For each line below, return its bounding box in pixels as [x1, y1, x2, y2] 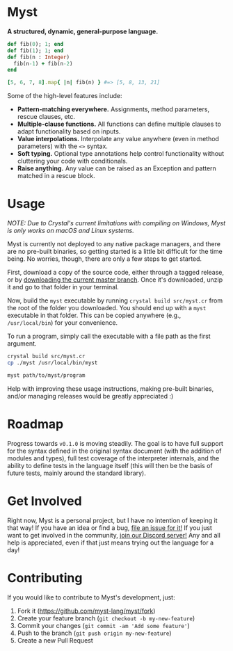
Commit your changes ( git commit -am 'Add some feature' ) [17, 621, 190, 629]
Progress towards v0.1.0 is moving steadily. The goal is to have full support [7, 439, 224, 447]
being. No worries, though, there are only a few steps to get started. [7, 255, 202, 263]
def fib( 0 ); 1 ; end [7, 40, 64, 47]
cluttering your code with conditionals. [17, 157, 128, 166]
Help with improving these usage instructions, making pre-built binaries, [7, 384, 214, 393]
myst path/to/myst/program [7, 371, 86, 379]
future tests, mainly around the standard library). [7, 469, 146, 477]
